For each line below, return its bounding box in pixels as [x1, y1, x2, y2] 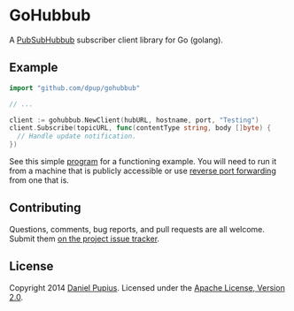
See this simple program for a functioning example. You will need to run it [9, 156, 277, 166]
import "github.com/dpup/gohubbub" [9, 83, 141, 93]
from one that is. [9, 175, 69, 186]
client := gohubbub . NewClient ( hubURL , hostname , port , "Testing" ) [9, 116, 259, 125]
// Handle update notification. [17, 132, 137, 141]
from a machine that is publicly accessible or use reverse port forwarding [9, 165, 276, 176]
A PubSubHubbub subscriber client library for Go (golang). [9, 34, 224, 45]
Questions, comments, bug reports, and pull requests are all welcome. [9, 224, 266, 234]
